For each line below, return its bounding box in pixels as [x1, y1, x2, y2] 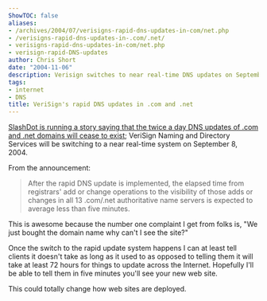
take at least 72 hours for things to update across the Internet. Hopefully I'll [8, 260, 254, 270]
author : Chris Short [8, 57, 77, 64]
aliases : [8, 19, 37, 27]
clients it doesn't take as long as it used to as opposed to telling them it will [8, 252, 253, 261]
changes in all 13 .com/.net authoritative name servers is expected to [27, 196, 253, 205]
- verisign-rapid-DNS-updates [8, 49, 109, 57]
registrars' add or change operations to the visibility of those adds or [27, 187, 253, 197]
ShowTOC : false [8, 11, 59, 20]
